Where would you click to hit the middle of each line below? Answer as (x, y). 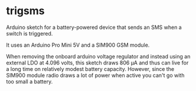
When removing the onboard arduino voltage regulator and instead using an (98, 56)
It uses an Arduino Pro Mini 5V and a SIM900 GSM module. (78, 45)
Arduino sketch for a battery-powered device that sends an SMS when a (94, 27)
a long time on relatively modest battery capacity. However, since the (90, 69)
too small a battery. (30, 82)
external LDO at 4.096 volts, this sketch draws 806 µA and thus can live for (97, 63)
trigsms (25, 11)
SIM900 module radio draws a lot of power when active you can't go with (95, 75)
